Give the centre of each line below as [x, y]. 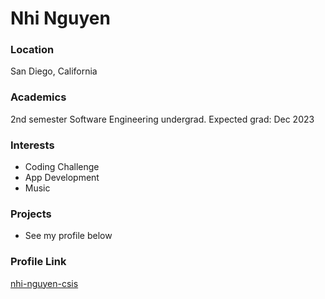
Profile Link [38, 262]
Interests [32, 145]
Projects [31, 214]
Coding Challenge [62, 167]
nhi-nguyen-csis [44, 283]
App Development [62, 178]
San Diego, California [54, 71]
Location [32, 50]
